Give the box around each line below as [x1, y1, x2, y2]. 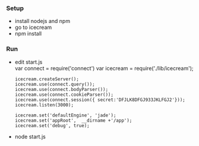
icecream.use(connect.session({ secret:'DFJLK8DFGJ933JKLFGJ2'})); [14, 96, 185, 103]
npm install [14, 30, 42, 37]
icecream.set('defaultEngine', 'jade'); [14, 112, 116, 118]
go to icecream [14, 24, 52, 31]
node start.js [14, 133, 46, 140]
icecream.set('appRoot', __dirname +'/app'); [14, 117, 132, 124]
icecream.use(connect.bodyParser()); [14, 86, 109, 92]
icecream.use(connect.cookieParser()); [14, 92, 114, 98]
